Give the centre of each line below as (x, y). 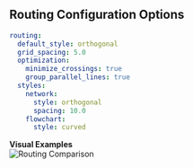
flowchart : (46, 119)
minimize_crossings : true (74, 69)
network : (42, 93)
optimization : (44, 61)
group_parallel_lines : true (78, 77)
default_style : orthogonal (68, 44)
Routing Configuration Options (97, 15)
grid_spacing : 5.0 (52, 52)
